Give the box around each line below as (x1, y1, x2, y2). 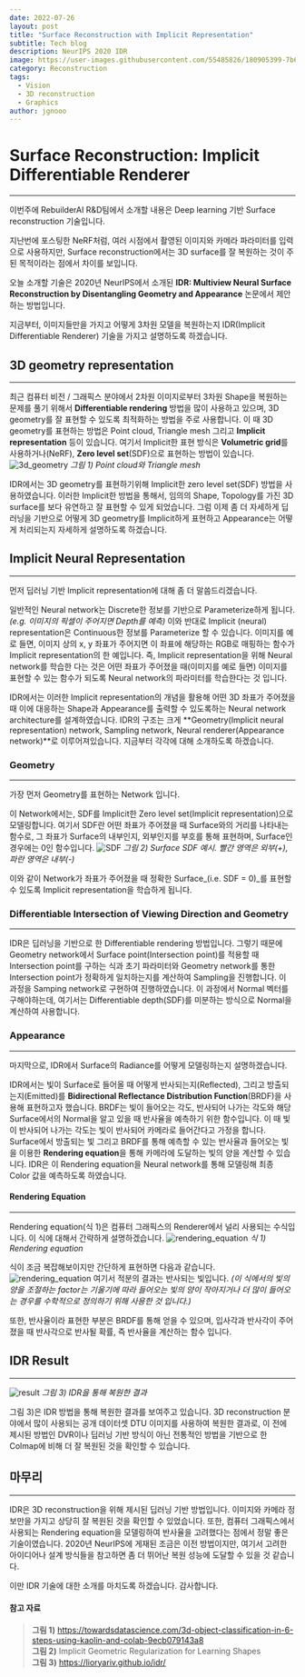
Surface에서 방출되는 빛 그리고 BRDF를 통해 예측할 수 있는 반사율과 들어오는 (9, 1135, 280, 1146)
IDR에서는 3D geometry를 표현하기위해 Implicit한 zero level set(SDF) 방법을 (9, 479, 283, 489)
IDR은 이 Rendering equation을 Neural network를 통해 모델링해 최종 (28, 1158, 274, 1169)
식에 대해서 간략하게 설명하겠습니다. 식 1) (37, 1233, 266, 1243)
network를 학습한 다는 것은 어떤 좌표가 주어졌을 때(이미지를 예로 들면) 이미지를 (9, 661, 288, 672)
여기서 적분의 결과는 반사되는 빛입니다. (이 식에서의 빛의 (93, 1273, 290, 1283)
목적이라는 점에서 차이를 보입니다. (18, 258, 138, 269)
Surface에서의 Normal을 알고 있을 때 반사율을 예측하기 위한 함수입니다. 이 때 (9, 1113, 281, 1123)
